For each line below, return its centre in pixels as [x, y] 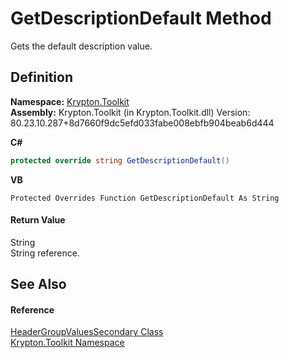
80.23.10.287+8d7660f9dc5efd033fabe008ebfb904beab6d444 [142, 123]
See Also [38, 284]
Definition [41, 77]
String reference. [45, 253]
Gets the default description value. [81, 46]
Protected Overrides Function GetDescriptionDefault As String [145, 198]
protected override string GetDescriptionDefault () [120, 160]
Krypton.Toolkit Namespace [67, 343]
